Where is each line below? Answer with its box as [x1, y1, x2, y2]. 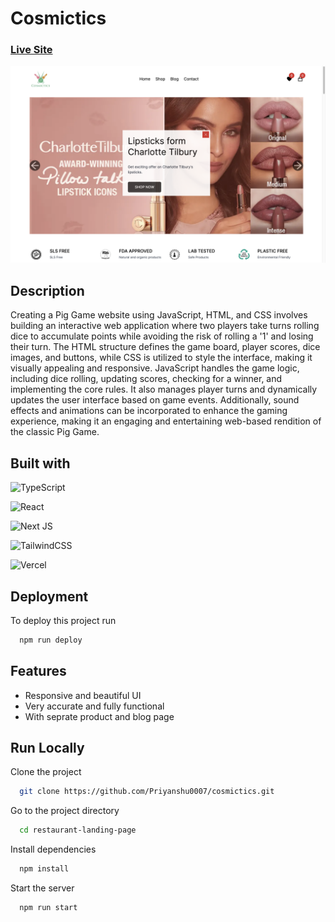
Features [10, 663, 67, 680]
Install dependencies [10, 843, 97, 856]
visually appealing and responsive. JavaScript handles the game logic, [10, 362, 300, 374]
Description [10, 282, 85, 299]
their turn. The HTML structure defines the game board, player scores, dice [10, 341, 321, 353]
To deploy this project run [10, 614, 117, 626]
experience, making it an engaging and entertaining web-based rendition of [10, 415, 322, 427]
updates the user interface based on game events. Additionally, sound [10, 394, 300, 406]
